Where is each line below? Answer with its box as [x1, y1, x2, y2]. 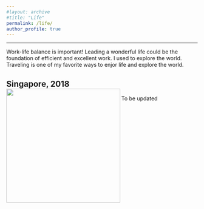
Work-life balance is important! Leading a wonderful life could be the [6, 48, 178, 55]
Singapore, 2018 [6, 78, 70, 89]
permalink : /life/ [6, 20, 53, 26]
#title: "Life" [6, 15, 45, 21]
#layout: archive [6, 9, 50, 15]
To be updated [121, 95, 158, 102]
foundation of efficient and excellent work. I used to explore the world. [6, 55, 182, 62]
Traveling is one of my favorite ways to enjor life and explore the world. [6, 61, 184, 69]
